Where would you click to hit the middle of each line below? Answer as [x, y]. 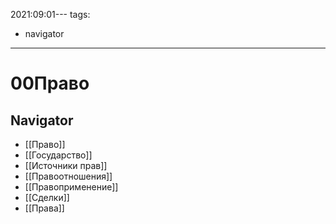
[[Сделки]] [47, 197]
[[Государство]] [58, 155]
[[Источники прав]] [66, 165]
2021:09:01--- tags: [50, 14]
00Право [50, 83]
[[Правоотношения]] [68, 176]
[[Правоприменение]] [71, 187]
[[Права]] [44, 208]
